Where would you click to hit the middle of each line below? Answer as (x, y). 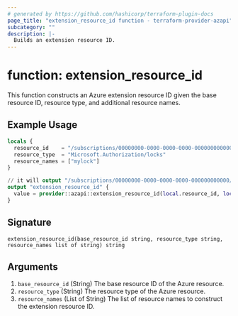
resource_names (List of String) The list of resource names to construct (120, 299)
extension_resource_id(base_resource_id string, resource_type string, (115, 239)
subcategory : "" (31, 27)
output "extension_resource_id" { (58, 187)
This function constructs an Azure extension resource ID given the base (112, 95)
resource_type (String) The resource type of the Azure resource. (112, 291)
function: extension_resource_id (105, 76)
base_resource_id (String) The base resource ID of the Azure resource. (121, 284)
